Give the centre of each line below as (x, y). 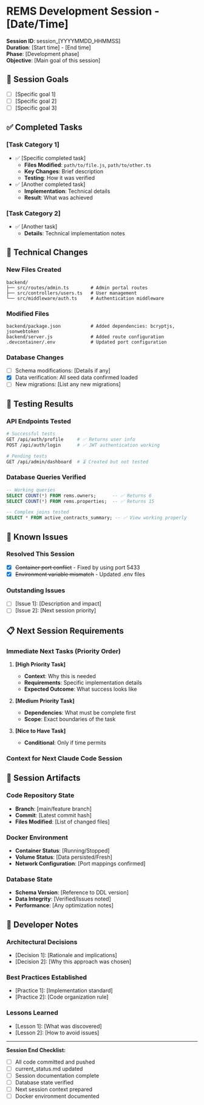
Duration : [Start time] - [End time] (49, 47)
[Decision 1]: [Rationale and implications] (66, 955)
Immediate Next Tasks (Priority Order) (64, 651)
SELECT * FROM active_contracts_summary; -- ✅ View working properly (97, 518)
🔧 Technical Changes (47, 253)
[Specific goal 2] (36, 101)
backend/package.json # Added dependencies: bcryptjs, (90, 326)
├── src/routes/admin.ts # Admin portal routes (77, 288)
